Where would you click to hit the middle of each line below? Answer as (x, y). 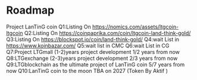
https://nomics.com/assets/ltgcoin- (135, 27)
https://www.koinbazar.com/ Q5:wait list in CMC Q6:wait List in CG (88, 46)
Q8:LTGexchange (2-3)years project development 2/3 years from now (92, 58)
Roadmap (30, 10)
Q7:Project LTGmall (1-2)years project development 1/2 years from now (93, 52)
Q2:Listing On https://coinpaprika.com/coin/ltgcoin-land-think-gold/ (107, 33)
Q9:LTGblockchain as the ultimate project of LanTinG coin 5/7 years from (96, 64)
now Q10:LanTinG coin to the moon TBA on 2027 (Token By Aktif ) (87, 71)
